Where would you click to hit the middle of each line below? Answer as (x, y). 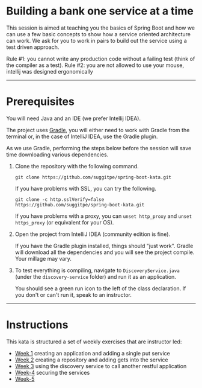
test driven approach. (33, 47)
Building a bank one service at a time (100, 11)
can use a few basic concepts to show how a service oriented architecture (99, 34)
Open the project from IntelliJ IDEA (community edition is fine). (92, 234)
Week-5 (25, 379)
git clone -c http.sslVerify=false (60, 199)
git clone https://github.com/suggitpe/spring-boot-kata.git (93, 177)
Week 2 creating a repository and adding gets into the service (91, 360)
